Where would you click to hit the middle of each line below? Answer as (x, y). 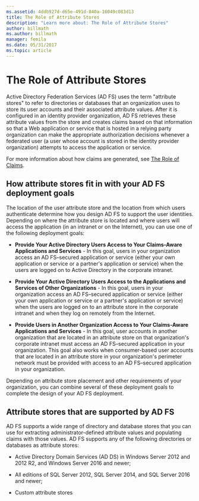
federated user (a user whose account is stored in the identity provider (93, 141)
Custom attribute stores (44, 493)
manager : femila (26, 39)
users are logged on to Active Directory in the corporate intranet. (94, 270)
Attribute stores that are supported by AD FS (90, 412)
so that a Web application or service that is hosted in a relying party (89, 128)
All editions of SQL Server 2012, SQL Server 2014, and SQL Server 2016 (102, 475)
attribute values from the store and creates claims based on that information (99, 122)
